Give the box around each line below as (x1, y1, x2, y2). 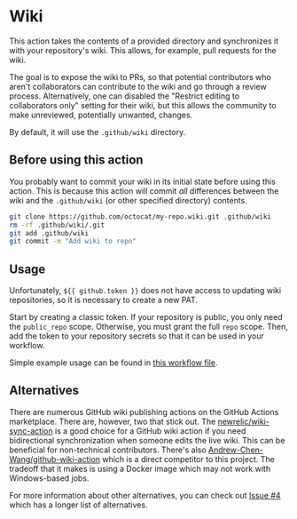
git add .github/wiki (9, 228, 90, 237)
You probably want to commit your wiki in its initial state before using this (9, 176, 277, 187)
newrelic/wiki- (217, 416, 270, 427)
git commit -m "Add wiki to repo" (9, 237, 137, 246)
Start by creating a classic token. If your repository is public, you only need (9, 312, 283, 323)
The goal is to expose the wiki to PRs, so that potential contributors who (9, 71, 272, 82)
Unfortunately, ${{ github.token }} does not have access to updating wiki (9, 285, 282, 296)
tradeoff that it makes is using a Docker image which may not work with (9, 463, 271, 474)
